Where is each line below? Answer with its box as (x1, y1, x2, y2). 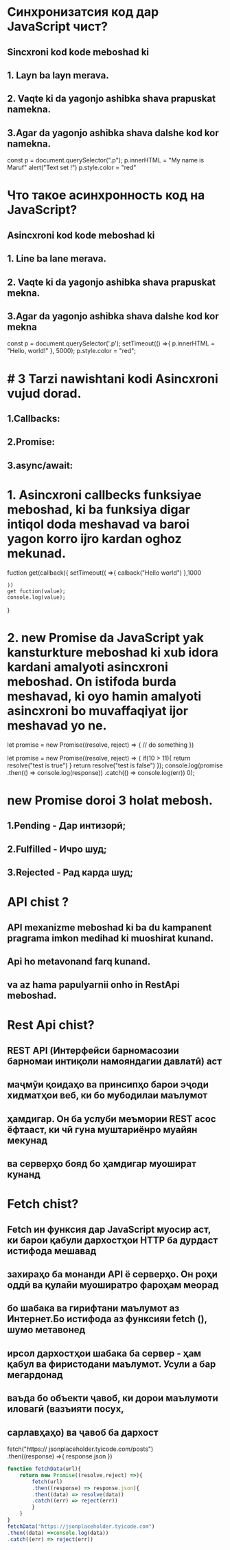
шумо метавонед (7, 1324, 86, 1336)
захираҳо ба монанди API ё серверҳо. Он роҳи (7, 1268, 218, 1280)
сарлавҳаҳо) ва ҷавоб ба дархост (7, 1426, 159, 1438)
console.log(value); (7, 593, 67, 601)
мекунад (7, 1134, 48, 1146)
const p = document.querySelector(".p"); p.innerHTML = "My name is (7, 156, 205, 164)
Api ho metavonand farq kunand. (7, 955, 151, 967)
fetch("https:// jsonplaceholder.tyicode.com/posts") (7, 1445, 154, 1453)
